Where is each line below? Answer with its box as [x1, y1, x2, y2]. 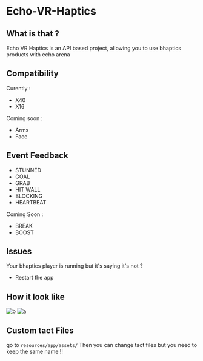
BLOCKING [15, 192, 43, 200]
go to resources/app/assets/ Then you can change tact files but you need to [6, 342, 198, 349]
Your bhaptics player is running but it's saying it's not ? [6, 262, 144, 269]
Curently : [6, 84, 31, 92]
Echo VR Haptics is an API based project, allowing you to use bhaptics [6, 44, 182, 52]
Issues [6, 246, 32, 257]
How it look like [6, 291, 65, 302]
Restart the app [15, 274, 54, 282]
